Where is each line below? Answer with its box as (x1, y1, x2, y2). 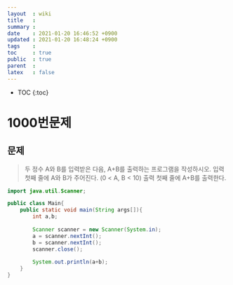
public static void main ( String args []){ (20, 207, 142, 214)
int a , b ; (32, 213, 58, 221)
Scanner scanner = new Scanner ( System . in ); (32, 225, 161, 233)
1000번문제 (7, 115, 72, 130)
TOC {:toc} (17, 88, 49, 97)
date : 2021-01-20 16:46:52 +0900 (7, 29, 118, 37)
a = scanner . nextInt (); (32, 232, 102, 239)
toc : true (7, 50, 52, 57)
